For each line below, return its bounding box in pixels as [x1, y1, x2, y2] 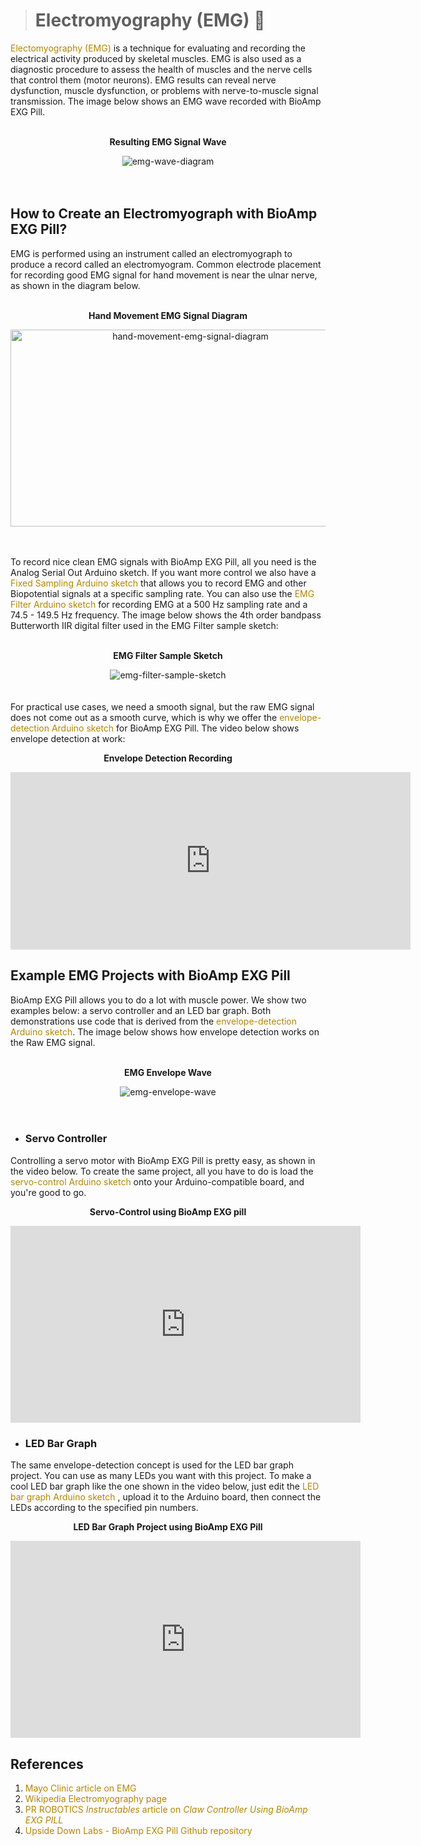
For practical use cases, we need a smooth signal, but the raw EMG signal [10, 700, 315, 713]
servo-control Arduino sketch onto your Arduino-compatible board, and [10, 1175, 305, 1188]
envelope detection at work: [10, 732, 126, 744]
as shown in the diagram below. [10, 279, 141, 291]
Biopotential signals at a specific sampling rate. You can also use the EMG [10, 587, 315, 599]
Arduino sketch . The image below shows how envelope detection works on [10, 1025, 320, 1038]
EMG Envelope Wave [124, 1066, 212, 1078]
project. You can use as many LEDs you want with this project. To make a [10, 1470, 312, 1482]
